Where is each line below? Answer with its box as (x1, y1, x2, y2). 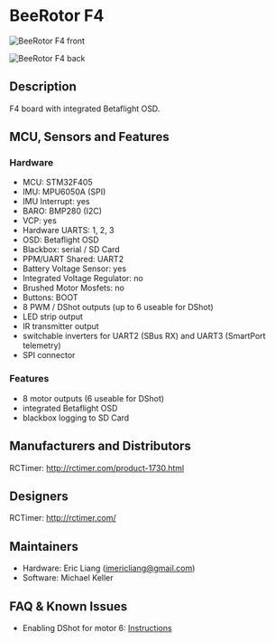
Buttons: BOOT (22, 292, 78, 303)
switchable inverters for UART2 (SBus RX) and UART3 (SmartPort (22, 331, 266, 342)
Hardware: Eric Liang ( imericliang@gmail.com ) (22, 562, 196, 574)
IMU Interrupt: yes (22, 196, 90, 207)
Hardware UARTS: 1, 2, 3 (22, 225, 115, 236)
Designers (9, 488, 69, 504)
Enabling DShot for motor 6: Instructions (22, 622, 173, 633)
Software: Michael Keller (22, 572, 115, 583)
